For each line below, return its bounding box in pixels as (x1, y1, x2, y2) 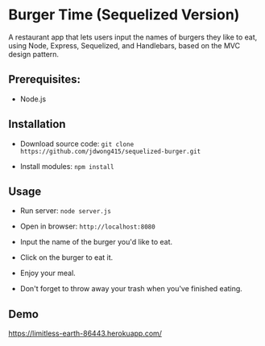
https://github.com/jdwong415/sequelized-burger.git (19, 147, 201, 155)
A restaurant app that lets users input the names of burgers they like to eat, (8, 32, 258, 42)
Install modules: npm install (19, 161, 114, 171)
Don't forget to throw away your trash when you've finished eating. (19, 284, 243, 294)
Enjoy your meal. (19, 268, 77, 278)
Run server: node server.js (19, 206, 111, 216)
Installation (8, 117, 66, 131)
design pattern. (8, 49, 59, 59)
